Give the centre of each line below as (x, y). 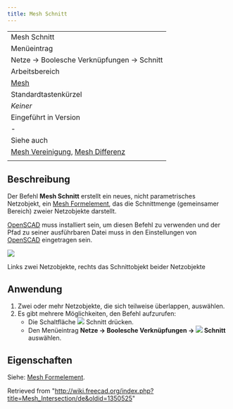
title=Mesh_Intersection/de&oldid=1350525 (70, 398)
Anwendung (35, 289)
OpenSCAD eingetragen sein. (50, 240)
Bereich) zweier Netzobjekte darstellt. (62, 211)
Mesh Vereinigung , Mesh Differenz (68, 151)
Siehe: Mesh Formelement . (46, 377)
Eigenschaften (40, 360)
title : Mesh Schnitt (38, 14)
